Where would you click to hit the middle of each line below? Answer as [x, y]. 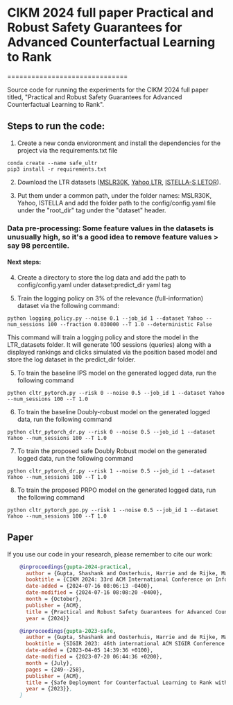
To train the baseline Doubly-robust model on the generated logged [113, 411]
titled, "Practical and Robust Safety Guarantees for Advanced [95, 97]
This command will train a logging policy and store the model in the [103, 337]
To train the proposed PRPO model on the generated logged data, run [116, 490]
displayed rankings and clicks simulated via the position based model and [112, 352]
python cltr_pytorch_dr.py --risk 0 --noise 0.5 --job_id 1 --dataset [111, 432]
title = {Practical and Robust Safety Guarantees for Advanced [119, 612]
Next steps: [24, 262]
